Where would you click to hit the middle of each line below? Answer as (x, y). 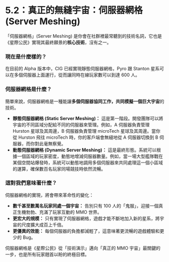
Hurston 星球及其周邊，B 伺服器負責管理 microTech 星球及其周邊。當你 (86, 131)
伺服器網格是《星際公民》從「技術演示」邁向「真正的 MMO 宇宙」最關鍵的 (83, 248)
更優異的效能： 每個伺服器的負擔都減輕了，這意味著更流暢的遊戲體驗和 (86, 231)
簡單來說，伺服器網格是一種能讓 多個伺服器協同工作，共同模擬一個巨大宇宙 (82, 101)
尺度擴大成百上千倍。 (44, 225)
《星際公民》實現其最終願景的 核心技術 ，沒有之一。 (58, 42)
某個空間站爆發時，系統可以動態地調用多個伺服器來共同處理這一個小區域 (88, 163)
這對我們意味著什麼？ (31, 183)
